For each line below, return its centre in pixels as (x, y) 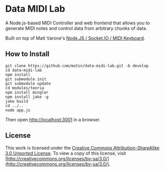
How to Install (27, 54)
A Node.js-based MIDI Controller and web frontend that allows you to (78, 23)
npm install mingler (27, 92)
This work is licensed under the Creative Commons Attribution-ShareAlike (82, 148)
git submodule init (26, 79)
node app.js (18, 110)
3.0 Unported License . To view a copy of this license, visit (65, 153)
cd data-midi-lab (24, 70)
